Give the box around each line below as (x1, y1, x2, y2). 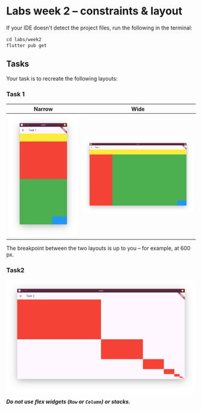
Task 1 (6, 90, 25, 98)
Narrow (34, 105, 53, 113)
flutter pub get (6, 42, 47, 49)
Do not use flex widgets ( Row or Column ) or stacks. (6, 398, 131, 405)
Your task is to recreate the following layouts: (6, 75, 118, 82)
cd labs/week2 (6, 36, 42, 43)
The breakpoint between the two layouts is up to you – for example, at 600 (6, 245, 191, 252)
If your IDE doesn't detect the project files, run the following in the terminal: (6, 24, 192, 31)
